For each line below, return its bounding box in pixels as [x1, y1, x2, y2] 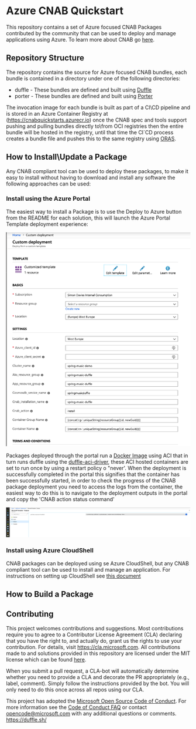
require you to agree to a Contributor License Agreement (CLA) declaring [6, 631, 183, 638]
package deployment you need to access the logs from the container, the [6, 483, 183, 490]
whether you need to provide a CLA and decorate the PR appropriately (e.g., [6, 673, 190, 680]
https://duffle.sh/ [6, 716, 47, 723]
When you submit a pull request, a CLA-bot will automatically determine [6, 667, 179, 674]
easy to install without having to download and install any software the [6, 174, 176, 181]
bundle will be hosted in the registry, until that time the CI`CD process [6, 129, 174, 136]
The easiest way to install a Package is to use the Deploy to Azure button [6, 208, 182, 215]
